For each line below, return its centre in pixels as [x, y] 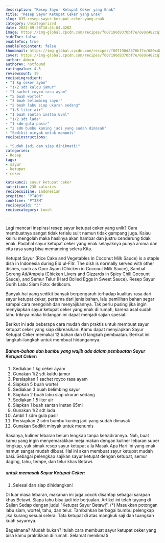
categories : [18, 151]
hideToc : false [21, 37]
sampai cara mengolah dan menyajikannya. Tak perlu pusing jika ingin [76, 304]
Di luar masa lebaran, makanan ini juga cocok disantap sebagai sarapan [78, 495]
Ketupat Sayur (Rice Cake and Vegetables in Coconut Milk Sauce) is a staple [82, 259]
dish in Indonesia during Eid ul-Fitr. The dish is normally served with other [80, 263]
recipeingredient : [24, 78]
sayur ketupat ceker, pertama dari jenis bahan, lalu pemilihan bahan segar [80, 299]
